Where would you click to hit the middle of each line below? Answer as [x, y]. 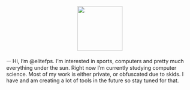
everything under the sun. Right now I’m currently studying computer [91, 68]
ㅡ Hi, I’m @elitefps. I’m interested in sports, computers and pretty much [95, 61]
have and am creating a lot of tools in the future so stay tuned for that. [93, 80]
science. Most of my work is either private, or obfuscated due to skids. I [95, 74]
